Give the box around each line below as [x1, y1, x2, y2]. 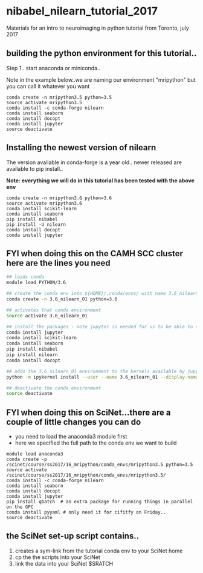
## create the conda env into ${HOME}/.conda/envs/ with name [6, 291, 166, 297]
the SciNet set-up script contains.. [6, 531, 140, 542]
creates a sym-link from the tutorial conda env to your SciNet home [14, 547, 183, 554]
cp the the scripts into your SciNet [14, 553, 101, 561]
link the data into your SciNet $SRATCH [14, 560, 114, 567]
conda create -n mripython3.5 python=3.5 [6, 94, 112, 101]
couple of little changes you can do [6, 417, 141, 427]
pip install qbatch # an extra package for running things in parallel [6, 498, 193, 505]
